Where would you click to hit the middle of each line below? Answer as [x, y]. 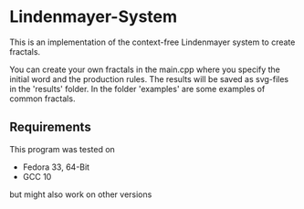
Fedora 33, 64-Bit [56, 167]
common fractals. [42, 99]
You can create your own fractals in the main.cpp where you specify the [145, 69]
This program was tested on [63, 149]
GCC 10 [37, 176]
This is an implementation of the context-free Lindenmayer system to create [152, 42]
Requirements [50, 127]
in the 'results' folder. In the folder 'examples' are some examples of [137, 89]
